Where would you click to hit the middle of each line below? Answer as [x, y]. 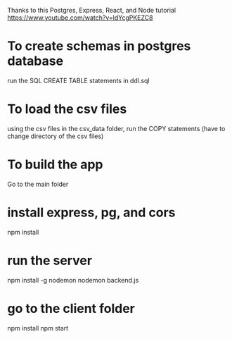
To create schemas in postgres [99, 46]
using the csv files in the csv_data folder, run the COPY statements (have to [116, 128]
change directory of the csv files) [56, 136]
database [36, 61]
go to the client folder [71, 308]
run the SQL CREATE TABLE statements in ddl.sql [78, 80]
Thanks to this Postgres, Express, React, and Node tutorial [92, 10]
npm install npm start [38, 328]
